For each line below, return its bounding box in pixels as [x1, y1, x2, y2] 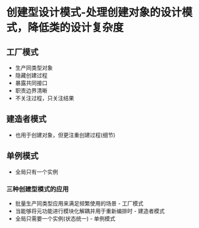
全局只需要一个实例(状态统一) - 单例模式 [15, 215, 116, 222]
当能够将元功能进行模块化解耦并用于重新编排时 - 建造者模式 [15, 207, 166, 215]
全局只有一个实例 [15, 168, 58, 175]
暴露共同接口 [15, 80, 47, 86]
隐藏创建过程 [15, 72, 47, 79]
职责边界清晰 [15, 87, 47, 94]
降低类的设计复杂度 [27, 21, 124, 35]
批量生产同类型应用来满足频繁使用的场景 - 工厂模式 [15, 199, 144, 207]
